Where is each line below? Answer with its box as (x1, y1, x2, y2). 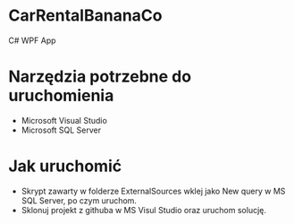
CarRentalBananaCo (8, 5, 163, 26)
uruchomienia (8, 86, 114, 106)
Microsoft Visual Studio (21, 115, 108, 125)
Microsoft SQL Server (21, 125, 102, 135)
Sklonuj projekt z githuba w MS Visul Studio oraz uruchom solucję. (21, 204, 267, 215)
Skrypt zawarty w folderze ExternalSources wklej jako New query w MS (21, 185, 286, 196)
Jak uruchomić (8, 156, 122, 177)
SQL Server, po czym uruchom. (21, 194, 138, 206)
